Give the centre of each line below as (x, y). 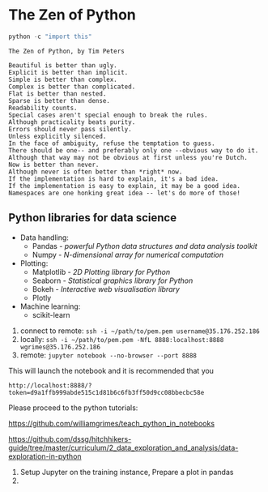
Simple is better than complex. (63, 79)
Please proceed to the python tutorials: (73, 408)
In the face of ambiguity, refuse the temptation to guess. (112, 143)
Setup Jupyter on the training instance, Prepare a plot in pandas (127, 472)
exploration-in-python (45, 456)
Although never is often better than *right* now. (96, 172)
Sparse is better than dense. (60, 101)
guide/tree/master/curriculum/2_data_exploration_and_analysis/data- (123, 447)
